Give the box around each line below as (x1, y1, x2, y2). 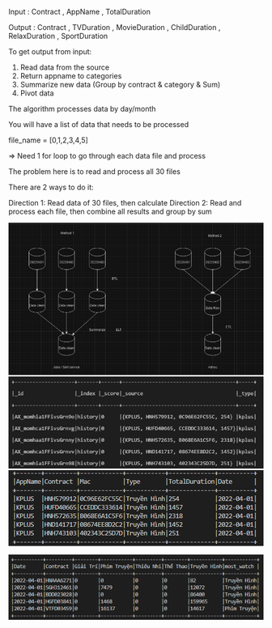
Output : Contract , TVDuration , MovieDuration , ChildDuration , (8, 23, 221, 32)
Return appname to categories (19, 71, 122, 80)
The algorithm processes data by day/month (8, 104, 156, 113)
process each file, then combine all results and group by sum (8, 206, 212, 216)
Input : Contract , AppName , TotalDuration (8, 7, 151, 16)
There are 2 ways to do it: (8, 182, 95, 192)
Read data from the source (19, 62, 110, 72)
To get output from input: (8, 47, 92, 56)
